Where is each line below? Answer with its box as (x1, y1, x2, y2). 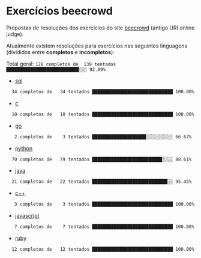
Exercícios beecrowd (6, 4, 113, 18)
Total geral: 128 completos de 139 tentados (6, 60, 116, 67)
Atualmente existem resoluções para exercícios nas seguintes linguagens (6, 42, 188, 49)
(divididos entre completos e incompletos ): (6, 48, 115, 55)
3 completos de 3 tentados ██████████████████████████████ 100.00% (14, 201, 195, 207)
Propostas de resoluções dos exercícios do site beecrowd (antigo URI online (6, 24, 195, 31)
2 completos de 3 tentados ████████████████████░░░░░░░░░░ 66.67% (14, 134, 192, 140)
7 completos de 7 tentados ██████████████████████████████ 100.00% (14, 224, 195, 230)
